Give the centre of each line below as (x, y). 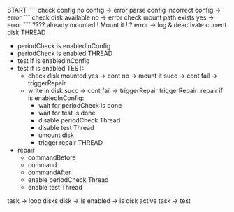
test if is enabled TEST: (51, 68)
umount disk (56, 135)
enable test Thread (55, 187)
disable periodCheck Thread (79, 120)
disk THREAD (27, 32)
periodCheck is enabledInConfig (64, 46)
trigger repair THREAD (71, 142)
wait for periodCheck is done (80, 105)
